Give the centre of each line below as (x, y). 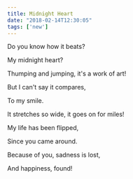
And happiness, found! (40, 169)
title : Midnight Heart (40, 14)
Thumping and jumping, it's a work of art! (67, 73)
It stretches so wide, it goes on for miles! (66, 114)
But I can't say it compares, (47, 87)
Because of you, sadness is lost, (54, 155)
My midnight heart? (35, 60)
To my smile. (26, 101)
